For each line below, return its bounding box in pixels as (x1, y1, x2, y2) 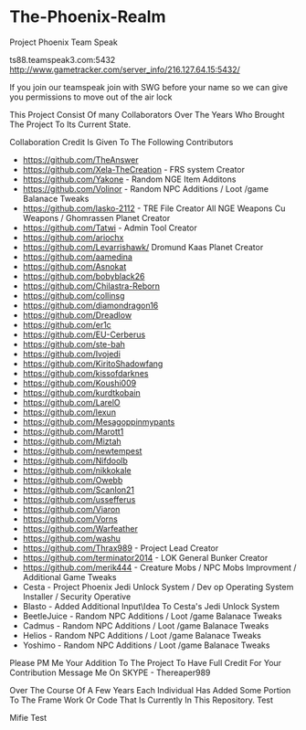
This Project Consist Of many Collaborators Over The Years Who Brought (9, 109, 285, 120)
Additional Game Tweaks (22, 571, 117, 582)
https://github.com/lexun (22, 407, 117, 418)
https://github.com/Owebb (22, 474, 123, 485)
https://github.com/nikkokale (22, 464, 132, 476)
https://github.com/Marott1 (22, 426, 124, 437)
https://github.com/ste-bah (22, 338, 126, 349)
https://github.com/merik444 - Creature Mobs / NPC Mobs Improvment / (22, 562, 297, 573)
